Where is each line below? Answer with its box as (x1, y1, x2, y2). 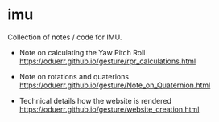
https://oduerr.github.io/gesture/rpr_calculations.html (19, 56, 196, 66)
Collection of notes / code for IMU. (7, 32, 122, 42)
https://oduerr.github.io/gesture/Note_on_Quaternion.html (19, 80, 211, 90)
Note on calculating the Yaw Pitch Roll (19, 47, 146, 57)
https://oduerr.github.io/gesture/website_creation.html (19, 104, 200, 114)
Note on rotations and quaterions (19, 71, 130, 81)
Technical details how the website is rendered (19, 96, 172, 105)
